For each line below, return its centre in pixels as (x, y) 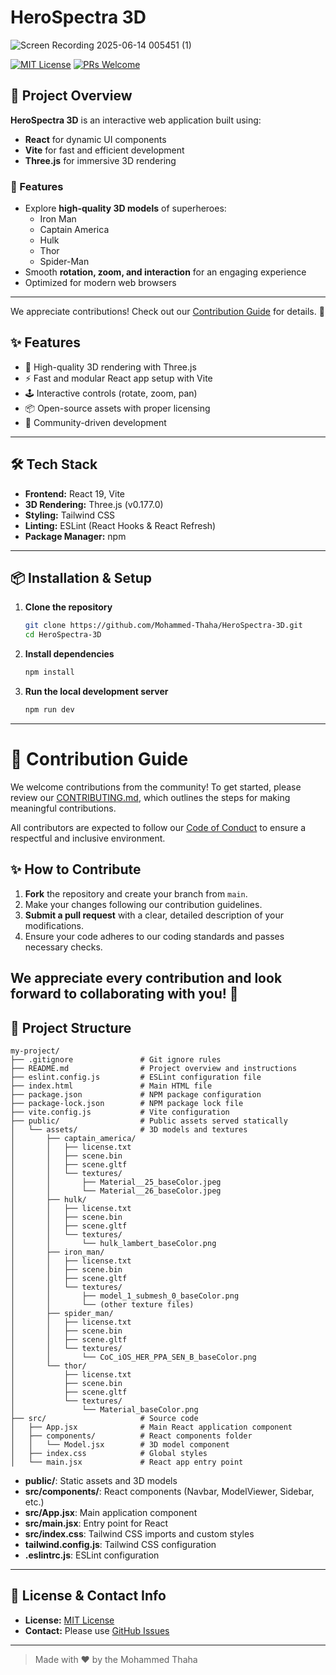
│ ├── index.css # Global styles (109, 1453)
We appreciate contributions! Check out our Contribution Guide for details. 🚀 (167, 312)
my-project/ (35, 1051)
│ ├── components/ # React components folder (131, 1436)
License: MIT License (69, 1620)
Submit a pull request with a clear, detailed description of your (154, 915)
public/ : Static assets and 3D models (101, 1480)
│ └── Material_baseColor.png (104, 1409)
